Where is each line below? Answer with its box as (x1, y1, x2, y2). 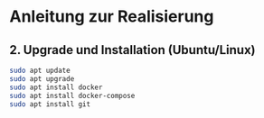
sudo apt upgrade (9, 74, 75, 83)
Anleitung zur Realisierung (9, 6, 214, 27)
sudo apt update (9, 66, 71, 75)
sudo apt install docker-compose (9, 91, 136, 100)
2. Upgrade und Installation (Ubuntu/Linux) (9, 42, 256, 58)
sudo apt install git (9, 99, 91, 109)
